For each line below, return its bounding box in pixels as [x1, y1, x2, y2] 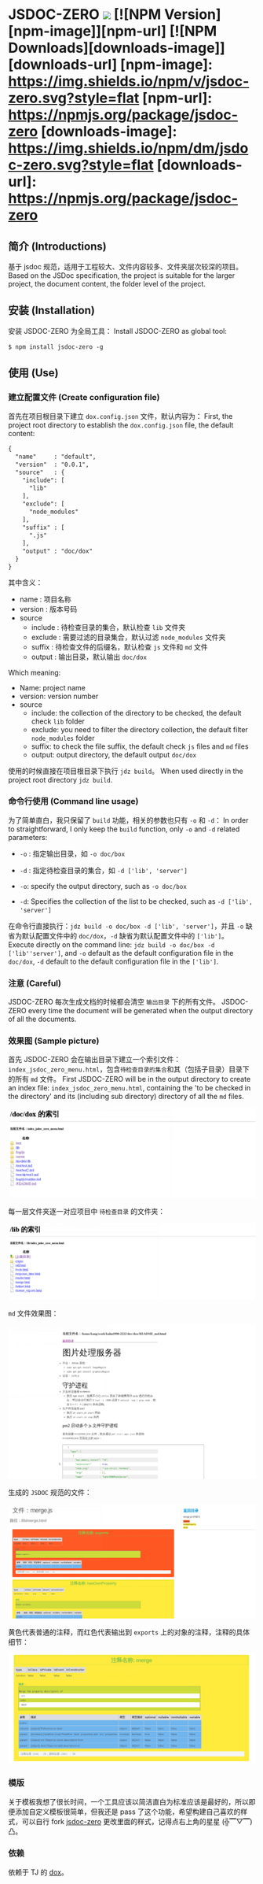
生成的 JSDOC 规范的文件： [8, 1487, 92, 1497]
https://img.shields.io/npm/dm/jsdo [8, 139, 249, 157]
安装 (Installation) [8, 304, 96, 317]
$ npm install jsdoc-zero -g [8, 342, 104, 351]
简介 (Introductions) [8, 239, 108, 253]
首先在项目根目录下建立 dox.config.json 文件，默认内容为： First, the [8, 411, 233, 420]
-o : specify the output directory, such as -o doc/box [19, 881, 187, 890]
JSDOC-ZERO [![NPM [8, 6, 162, 24]
